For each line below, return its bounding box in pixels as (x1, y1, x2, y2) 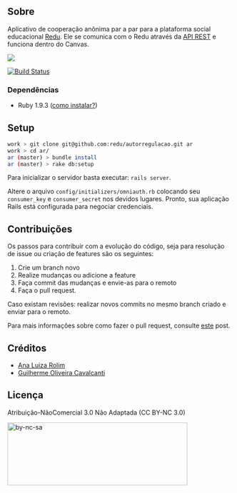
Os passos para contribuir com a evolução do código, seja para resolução (7, 242, 225, 250)
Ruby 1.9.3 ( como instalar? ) (17, 101, 98, 110)
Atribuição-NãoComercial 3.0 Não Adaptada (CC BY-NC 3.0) (7, 408, 186, 417)
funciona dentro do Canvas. (7, 39, 89, 49)
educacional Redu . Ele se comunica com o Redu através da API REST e (7, 32, 216, 41)
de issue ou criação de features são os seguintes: (7, 250, 154, 258)
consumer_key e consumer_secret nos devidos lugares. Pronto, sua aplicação (7, 195, 230, 203)
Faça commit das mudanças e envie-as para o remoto (17, 278, 177, 288)
